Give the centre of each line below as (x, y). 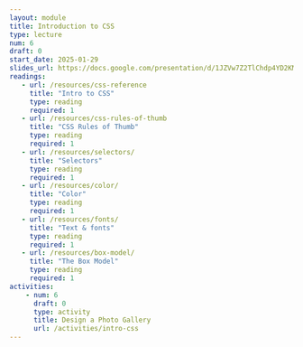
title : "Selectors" (66, 160)
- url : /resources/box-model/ (78, 253)
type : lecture (36, 34)
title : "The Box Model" (74, 262)
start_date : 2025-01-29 (54, 60)
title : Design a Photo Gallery (92, 320)
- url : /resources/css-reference (84, 85)
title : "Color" (58, 194)
